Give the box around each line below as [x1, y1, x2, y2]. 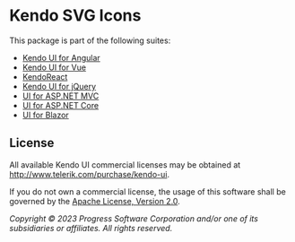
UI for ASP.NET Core [22, 99, 100, 110]
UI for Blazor [22, 109, 69, 120]
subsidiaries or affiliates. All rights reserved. [9, 222, 173, 233]
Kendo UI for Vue [22, 62, 87, 73]
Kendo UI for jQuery [22, 81, 97, 91]
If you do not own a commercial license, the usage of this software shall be [9, 186, 287, 197]
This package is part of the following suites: [9, 35, 171, 46]
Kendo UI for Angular [22, 52, 100, 63]
